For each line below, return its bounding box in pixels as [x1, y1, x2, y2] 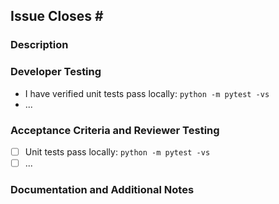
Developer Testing [10, 65, 102, 79]
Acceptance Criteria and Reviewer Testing [10, 123, 220, 137]
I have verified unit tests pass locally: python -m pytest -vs [24, 87, 270, 99]
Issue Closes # [10, 8, 104, 25]
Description [10, 38, 69, 52]
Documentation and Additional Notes [10, 182, 195, 196]
